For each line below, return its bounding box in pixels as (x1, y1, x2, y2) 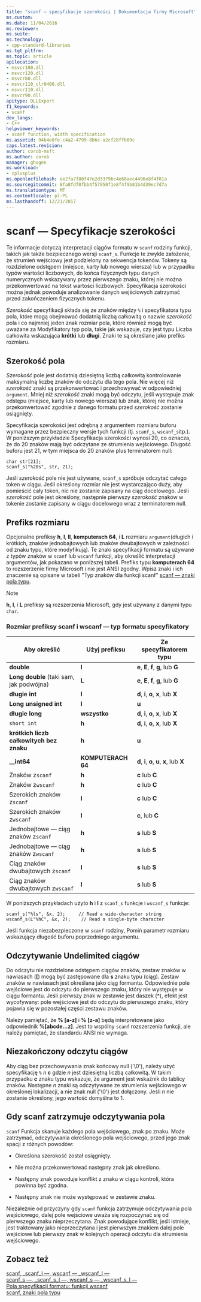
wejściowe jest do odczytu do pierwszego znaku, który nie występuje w (6, 986, 184, 993)
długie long (9, 709, 42, 718)
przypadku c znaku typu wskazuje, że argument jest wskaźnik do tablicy (6, 1075, 185, 1083)
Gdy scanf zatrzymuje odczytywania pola (6, 1112, 166, 1122)
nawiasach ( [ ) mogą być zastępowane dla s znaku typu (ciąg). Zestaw (6, 973, 179, 981)
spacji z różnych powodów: (6, 1140, 74, 1147)
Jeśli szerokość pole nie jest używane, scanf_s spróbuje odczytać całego (6, 474, 187, 482)
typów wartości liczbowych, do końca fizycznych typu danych (6, 269, 160, 276)
